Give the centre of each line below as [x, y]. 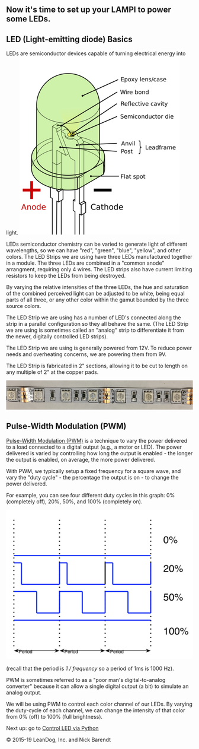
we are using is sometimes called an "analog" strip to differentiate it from [95, 330]
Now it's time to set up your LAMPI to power [89, 10]
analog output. [24, 692]
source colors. [24, 306]
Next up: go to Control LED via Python [52, 728]
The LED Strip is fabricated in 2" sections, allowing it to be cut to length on [97, 366]
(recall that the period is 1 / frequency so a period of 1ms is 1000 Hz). [90, 668]
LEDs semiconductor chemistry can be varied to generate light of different [97, 244]
